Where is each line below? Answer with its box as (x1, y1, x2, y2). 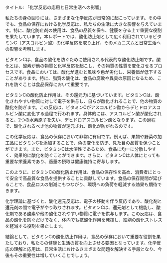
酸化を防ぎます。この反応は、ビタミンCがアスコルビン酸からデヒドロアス (5, 104, 157, 110)
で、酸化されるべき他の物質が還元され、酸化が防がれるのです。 (5, 123, 136, 129)
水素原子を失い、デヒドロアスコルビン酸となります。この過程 (29, 117, 156, 123)
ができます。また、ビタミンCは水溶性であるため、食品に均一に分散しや (5, 146, 152, 152)
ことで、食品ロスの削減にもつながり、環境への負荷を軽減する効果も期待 (9, 181, 158, 187)
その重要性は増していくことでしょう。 (13, 253, 92, 258)
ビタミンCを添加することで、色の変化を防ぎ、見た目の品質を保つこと (18, 140, 161, 146)
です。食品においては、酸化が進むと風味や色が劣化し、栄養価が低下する (13, 69, 162, 75)
